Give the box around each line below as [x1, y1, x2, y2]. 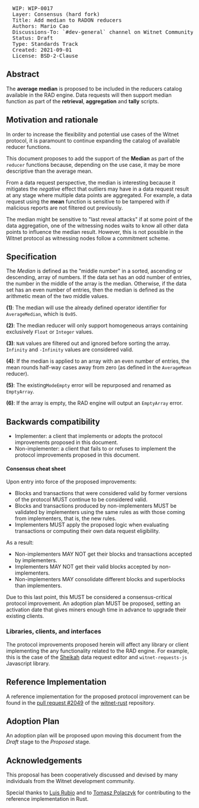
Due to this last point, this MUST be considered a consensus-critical [6, 594, 173, 601]
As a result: [6, 539, 34, 546]
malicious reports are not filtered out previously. [6, 204, 123, 211]
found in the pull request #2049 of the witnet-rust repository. [6, 699, 155, 706]
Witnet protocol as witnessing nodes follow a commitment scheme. [6, 235, 170, 242]
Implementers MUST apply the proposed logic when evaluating [14, 521, 169, 528]
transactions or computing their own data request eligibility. [14, 528, 161, 535]
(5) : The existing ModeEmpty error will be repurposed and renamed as [6, 382, 172, 389]
